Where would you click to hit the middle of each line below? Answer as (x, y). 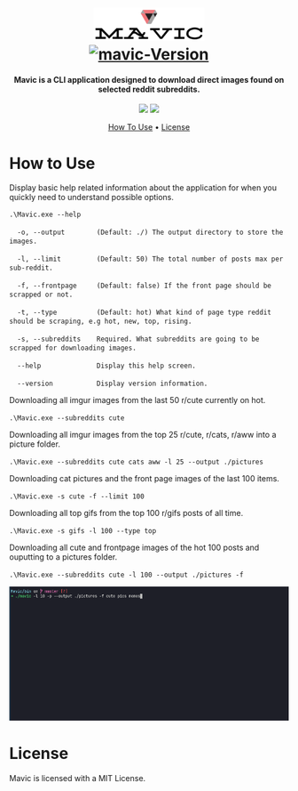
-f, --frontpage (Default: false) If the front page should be (145, 286)
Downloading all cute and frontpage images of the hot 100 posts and (134, 548)
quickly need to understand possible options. (92, 198)
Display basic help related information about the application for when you (143, 188)
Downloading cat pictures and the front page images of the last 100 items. (144, 479)
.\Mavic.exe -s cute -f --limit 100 (77, 496)
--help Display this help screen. (107, 366)
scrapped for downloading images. (73, 348)
